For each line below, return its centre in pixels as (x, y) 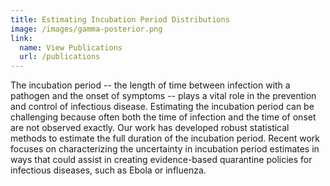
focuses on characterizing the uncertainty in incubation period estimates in (165, 149)
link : (21, 38)
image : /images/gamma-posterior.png (86, 29)
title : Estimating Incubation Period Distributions (120, 19)
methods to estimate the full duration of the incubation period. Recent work (165, 138)
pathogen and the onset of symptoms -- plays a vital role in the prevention (163, 96)
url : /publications (60, 57)
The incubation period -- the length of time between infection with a (150, 85)
